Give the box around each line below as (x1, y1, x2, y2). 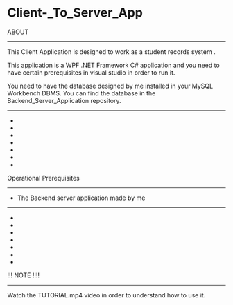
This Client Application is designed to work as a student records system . (7, 47, 216, 56)
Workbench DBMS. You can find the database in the (7, 89, 156, 98)
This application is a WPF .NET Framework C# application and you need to (7, 61, 220, 69)
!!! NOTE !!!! (7, 271, 40, 279)
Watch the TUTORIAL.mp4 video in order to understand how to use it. (7, 290, 206, 299)
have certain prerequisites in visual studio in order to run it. (7, 68, 175, 77)
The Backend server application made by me (17, 194, 146, 202)
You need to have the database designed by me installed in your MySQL (7, 82, 214, 90)
